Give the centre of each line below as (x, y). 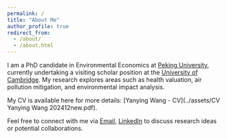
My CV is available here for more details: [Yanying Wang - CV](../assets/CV (113, 100)
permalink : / (26, 13)
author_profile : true (38, 26)
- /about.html (33, 45)
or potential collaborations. (45, 128)
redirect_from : (29, 33)
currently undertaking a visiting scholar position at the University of (102, 72)
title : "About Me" (33, 20)
